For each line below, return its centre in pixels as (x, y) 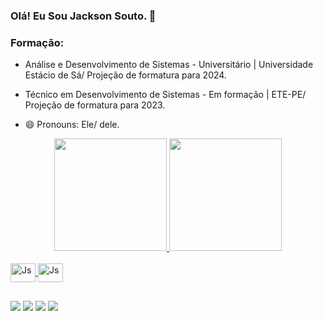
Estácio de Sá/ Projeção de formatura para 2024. (125, 75)
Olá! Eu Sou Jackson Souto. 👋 (83, 16)
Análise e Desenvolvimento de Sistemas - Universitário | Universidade (169, 65)
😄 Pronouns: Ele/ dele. (72, 125)
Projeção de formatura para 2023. (95, 105)
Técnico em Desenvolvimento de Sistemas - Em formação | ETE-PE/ (165, 95)
